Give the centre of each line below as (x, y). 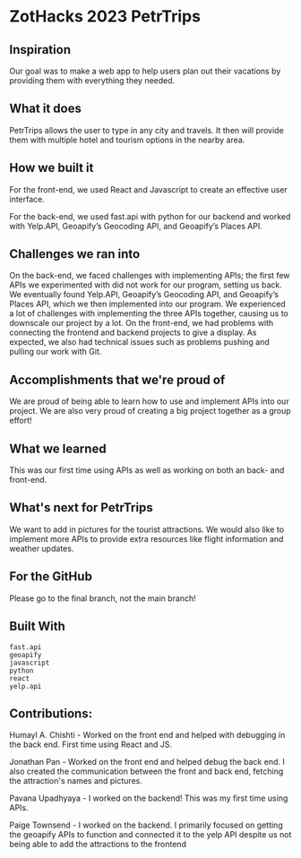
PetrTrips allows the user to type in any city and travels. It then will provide (146, 130)
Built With (37, 626)
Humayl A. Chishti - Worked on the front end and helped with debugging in (147, 735)
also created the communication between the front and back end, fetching (146, 771)
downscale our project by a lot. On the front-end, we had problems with (142, 323)
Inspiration (40, 50)
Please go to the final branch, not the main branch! (103, 598)
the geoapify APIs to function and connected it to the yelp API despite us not (150, 835)
